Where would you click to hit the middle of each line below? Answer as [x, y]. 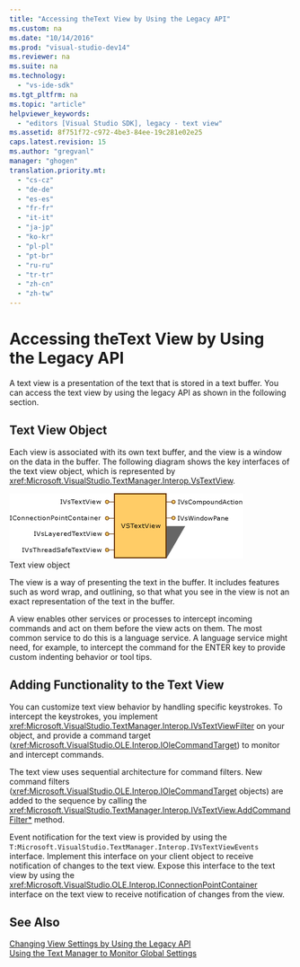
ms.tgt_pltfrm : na [44, 94]
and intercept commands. [57, 754]
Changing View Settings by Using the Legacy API [100, 944]
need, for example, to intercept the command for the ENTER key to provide [147, 647]
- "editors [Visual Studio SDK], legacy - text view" [120, 123]
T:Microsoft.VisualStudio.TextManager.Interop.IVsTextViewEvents [134, 847]
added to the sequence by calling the [78, 800]
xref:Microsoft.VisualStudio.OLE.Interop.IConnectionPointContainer [133, 884]
